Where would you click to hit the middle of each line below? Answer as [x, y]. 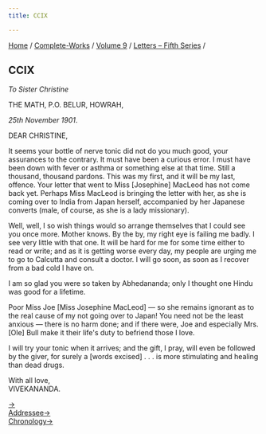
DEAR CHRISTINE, [38, 135]
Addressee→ [29, 413]
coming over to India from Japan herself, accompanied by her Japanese [127, 202]
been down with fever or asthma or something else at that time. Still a [122, 168]
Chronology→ [31, 421]
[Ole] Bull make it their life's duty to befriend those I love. [102, 333]
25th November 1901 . [43, 120]
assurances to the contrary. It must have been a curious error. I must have [129, 159]
